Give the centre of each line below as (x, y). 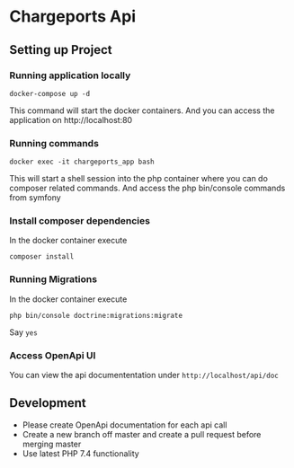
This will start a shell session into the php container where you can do (138, 179)
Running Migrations (53, 279)
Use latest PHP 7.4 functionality (80, 453)
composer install (42, 257)
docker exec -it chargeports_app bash (82, 162)
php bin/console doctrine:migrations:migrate (96, 315)
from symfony (35, 198)
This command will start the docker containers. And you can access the (142, 110)
